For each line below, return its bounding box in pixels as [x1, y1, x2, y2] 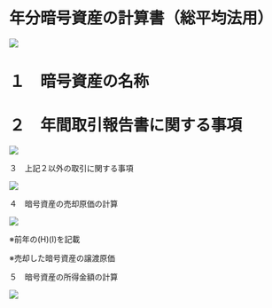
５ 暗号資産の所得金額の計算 [9, 272, 118, 282]
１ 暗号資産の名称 [9, 72, 150, 91]
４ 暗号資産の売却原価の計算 [9, 199, 118, 209]
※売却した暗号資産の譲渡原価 [9, 253, 115, 264]
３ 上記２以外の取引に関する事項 [9, 163, 134, 174]
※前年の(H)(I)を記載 [9, 234, 81, 245]
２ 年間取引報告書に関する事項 [9, 115, 243, 136]
